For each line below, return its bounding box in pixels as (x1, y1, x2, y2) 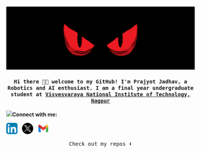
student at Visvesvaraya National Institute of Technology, (10, 91, 191, 98)
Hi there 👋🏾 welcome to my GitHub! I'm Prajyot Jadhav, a (14, 78, 187, 85)
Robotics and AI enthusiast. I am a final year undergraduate (7, 85, 194, 91)
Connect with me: (12, 111, 58, 118)
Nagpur (90, 97, 111, 104)
